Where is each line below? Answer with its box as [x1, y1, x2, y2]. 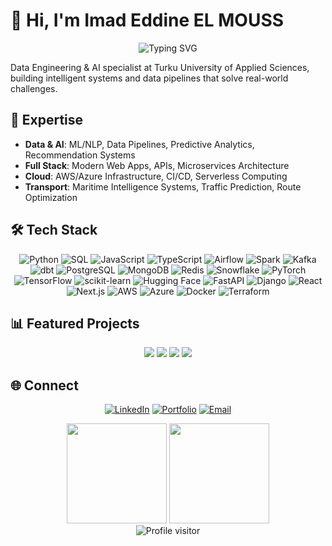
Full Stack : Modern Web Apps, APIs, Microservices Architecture [24, 159, 290, 171]
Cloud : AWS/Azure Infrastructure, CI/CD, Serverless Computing [24, 170, 288, 182]
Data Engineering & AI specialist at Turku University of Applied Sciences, [10, 61, 310, 73]
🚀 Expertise [10, 112, 84, 129]
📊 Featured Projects [10, 315, 140, 332]
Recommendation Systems [24, 149, 136, 161]
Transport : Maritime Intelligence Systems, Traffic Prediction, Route [24, 180, 302, 193]
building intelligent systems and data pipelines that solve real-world [10, 72, 289, 84]
